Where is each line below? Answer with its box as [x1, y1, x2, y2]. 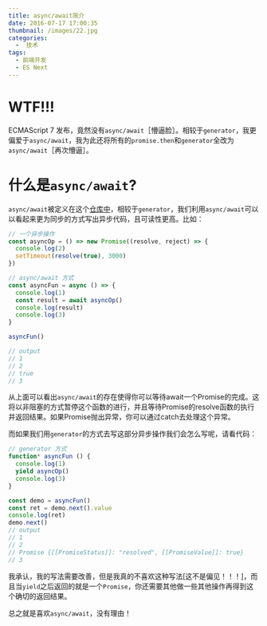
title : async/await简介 [8, 11, 85, 20]
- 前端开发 [15, 57, 47, 65]
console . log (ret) [8, 511, 66, 519]
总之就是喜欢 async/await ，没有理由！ [8, 608, 132, 618]
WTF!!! [8, 97, 55, 116]
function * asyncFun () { [8, 452, 91, 461]
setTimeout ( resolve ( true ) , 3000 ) [15, 252, 127, 260]
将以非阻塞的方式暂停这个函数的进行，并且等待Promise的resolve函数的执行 [8, 402, 255, 411]
